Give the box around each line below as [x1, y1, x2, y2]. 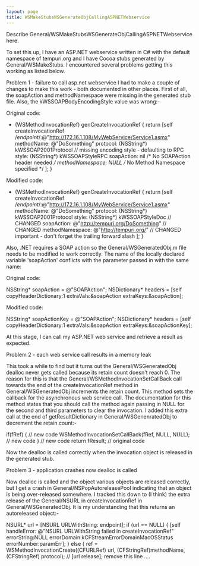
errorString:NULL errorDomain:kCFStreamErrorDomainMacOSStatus [6, 533, 173, 541]
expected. [6, 339, 31, 347]
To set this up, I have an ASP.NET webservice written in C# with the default [6, 48, 190, 55]
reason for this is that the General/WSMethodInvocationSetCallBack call [6, 375, 182, 382]
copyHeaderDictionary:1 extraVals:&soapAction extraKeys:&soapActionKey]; [6, 322, 192, 329]
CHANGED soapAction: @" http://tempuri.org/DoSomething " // [14, 219, 167, 227]
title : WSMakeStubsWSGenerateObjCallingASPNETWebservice [6, 14, 150, 20]
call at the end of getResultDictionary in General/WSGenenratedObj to [6, 413, 177, 420]
